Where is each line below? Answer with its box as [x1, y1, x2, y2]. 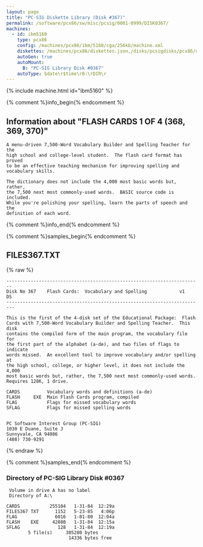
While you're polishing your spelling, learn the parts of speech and [6, 200, 188, 206]
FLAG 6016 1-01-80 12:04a [6, 514, 115, 520]
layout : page [6, 8, 39, 15]
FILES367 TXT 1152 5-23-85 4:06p [6, 508, 115, 515]
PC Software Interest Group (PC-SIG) [6, 420, 101, 426]
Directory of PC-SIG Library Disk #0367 [6, 473, 125, 482]
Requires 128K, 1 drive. [6, 378, 69, 384]
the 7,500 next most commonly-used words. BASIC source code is [6, 190, 174, 196]
